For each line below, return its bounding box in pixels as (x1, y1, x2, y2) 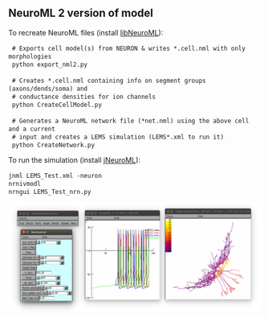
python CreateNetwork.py (11, 141, 95, 149)
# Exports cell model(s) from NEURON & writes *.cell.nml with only (11, 44, 246, 52)
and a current (8, 125, 56, 133)
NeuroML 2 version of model (8, 6, 154, 20)
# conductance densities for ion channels (11, 93, 156, 101)
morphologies (8, 52, 52, 60)
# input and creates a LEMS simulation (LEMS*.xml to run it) (11, 133, 225, 141)
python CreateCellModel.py (11, 101, 103, 109)
